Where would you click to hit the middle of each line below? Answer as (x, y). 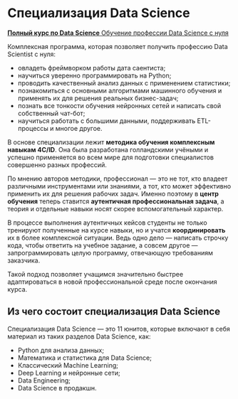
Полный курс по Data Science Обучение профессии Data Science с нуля (118, 33)
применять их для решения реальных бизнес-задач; (98, 98)
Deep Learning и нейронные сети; (69, 373)
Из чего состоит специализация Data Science (114, 312)
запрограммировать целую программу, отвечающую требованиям (110, 252)
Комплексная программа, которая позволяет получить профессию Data (118, 46)
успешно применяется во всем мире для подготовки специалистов (111, 157)
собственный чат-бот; (51, 113)
